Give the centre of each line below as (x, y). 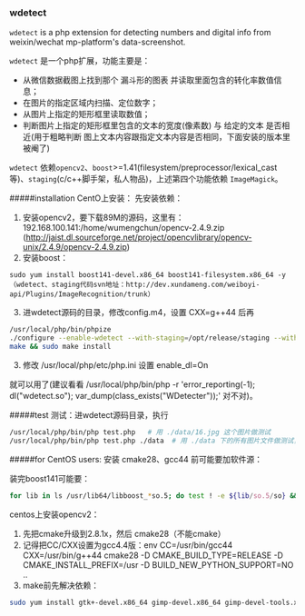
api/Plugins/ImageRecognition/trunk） (82, 294)
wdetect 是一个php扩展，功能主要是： (80, 61)
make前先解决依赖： (61, 585)
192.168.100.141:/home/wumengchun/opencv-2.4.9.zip (123, 228)
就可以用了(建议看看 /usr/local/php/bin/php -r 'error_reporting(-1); (133, 384)
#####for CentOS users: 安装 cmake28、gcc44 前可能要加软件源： (136, 459)
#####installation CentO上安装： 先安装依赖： (96, 198)
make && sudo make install (60, 347)
